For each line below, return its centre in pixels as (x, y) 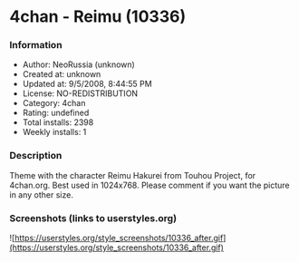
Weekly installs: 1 (54, 132)
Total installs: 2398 (58, 122)
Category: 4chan (54, 103)
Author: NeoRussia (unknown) (79, 64)
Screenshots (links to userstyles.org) (93, 218)
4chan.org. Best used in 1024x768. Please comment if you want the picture (149, 185)
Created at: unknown (62, 74)
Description (36, 156)
